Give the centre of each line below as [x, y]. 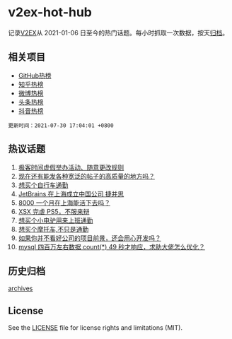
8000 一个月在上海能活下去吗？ [64, 203]
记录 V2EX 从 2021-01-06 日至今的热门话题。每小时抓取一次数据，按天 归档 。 [118, 32]
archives [21, 289]
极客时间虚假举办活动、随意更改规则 [71, 167]
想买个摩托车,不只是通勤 [53, 229]
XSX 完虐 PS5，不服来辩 [54, 211]
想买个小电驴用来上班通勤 [56, 220]
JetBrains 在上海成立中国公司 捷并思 [71, 194]
